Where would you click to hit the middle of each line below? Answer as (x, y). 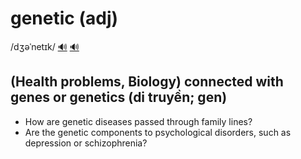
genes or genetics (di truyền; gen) (119, 97)
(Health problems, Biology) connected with (147, 82)
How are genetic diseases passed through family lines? (138, 121)
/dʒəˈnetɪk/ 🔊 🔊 (45, 46)
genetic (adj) (64, 18)
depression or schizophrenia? (86, 143)
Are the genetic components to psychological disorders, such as (158, 132)
